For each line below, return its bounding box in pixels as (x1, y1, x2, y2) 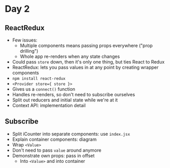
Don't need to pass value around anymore (12, 147, 102, 153)
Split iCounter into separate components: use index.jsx (12, 131, 130, 137)
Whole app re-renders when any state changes (20, 53, 120, 59)
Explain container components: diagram (12, 136, 97, 142)
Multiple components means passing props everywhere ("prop (20, 43, 153, 49)
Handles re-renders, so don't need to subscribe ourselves (12, 92, 136, 97)
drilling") (20, 48, 39, 54)
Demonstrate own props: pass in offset (12, 152, 95, 159)
